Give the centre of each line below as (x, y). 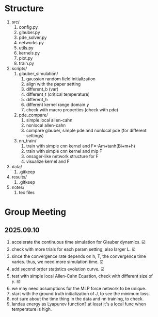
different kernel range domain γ (57, 105)
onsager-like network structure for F (62, 156)
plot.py (26, 58)
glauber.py (30, 32)
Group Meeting (35, 212)
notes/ (18, 187)
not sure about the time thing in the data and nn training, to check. (78, 299)
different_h (37, 99)
